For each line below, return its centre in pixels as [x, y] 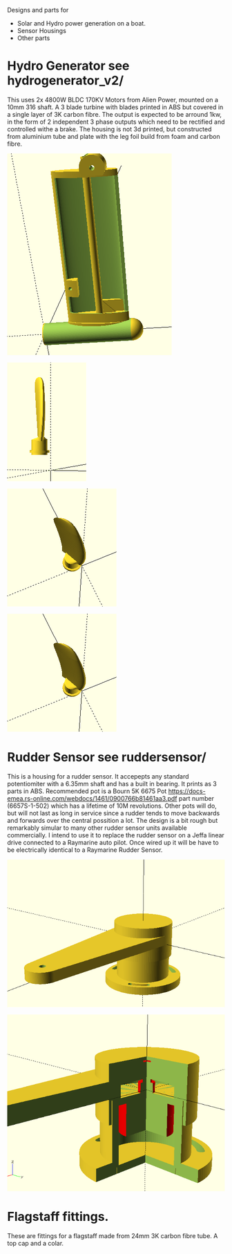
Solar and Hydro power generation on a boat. [81, 23]
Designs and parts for [38, 10]
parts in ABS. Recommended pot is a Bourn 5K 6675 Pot [87, 791]
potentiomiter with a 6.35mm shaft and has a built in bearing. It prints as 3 [112, 783]
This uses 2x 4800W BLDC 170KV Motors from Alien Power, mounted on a [113, 99]
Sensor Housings [42, 31]
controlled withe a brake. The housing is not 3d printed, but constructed [109, 129]
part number [196, 798]
